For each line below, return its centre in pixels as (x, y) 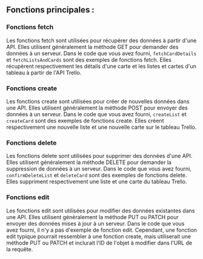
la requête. (20, 249)
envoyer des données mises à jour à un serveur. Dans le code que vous (95, 223)
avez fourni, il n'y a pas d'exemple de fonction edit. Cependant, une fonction (102, 230)
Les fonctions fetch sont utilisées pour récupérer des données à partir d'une (101, 40)
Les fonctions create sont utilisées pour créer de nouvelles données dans (98, 101)
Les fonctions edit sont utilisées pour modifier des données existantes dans (101, 211)
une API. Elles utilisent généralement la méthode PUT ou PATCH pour (92, 217)
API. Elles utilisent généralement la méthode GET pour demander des (92, 47)
